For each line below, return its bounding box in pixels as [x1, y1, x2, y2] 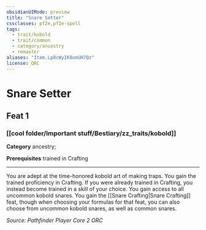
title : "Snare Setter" [6, 15, 64, 21]
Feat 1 [6, 111, 29, 121]
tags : [6, 26, 20, 32]
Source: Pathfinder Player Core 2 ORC [6, 217, 103, 224]
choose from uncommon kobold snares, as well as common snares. [6, 205, 177, 212]
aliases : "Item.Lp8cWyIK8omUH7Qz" [6, 54, 95, 61]
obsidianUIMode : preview [6, 9, 70, 15]
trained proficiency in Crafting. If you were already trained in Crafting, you [6, 179, 193, 187]
